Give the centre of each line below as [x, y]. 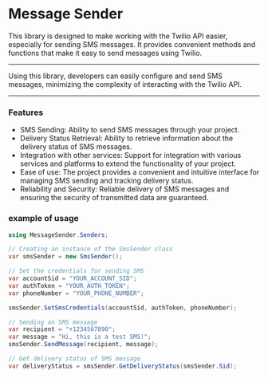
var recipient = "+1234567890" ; [62, 329]
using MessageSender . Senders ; [59, 235]
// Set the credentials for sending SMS [77, 271]
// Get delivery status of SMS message [75, 359]
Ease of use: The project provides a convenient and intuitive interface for [140, 172]
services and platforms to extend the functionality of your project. [128, 163]
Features [26, 112]
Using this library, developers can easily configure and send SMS [116, 76]
